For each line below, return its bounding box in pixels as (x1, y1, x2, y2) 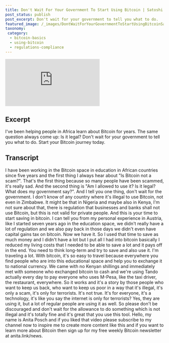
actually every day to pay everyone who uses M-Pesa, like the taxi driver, (5, 274, 157, 280)
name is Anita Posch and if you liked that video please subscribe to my (5, 316, 152, 322)
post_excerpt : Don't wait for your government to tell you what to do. (5, 17, 158, 22)
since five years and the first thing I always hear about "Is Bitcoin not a (5, 172, 152, 179)
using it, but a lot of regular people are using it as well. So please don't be (5, 300, 158, 307)
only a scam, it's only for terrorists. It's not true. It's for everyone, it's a (5, 290, 151, 296)
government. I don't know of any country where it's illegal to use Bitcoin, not (5, 194, 163, 200)
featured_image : (5, 21, 39, 27)
